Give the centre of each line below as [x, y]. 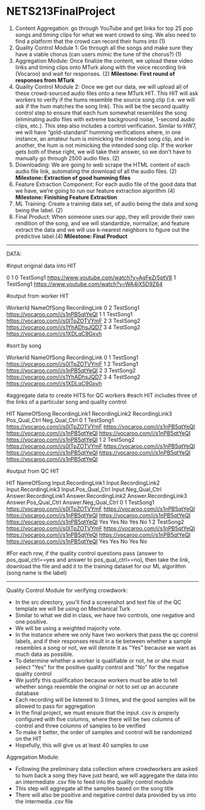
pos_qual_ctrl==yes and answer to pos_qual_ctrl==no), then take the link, [98, 559]
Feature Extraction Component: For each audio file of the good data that [106, 184]
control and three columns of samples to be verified [80, 726]
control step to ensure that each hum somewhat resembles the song [101, 113]
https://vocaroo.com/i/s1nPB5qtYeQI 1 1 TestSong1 [70, 314]
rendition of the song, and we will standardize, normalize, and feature [103, 223]
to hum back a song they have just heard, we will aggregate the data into [106, 775]
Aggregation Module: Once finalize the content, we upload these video [104, 61]
